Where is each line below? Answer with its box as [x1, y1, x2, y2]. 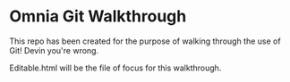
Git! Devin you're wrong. [9, 45, 99, 55]
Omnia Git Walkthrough [9, 6, 187, 27]
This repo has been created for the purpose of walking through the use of [9, 36, 281, 46]
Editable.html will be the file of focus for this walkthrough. [9, 62, 222, 73]
